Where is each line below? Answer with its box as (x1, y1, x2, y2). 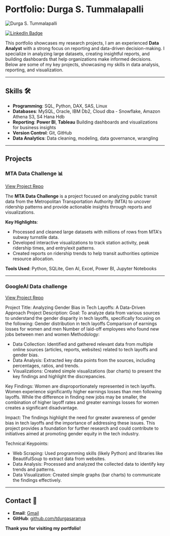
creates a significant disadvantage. (5, 404, 78, 410)
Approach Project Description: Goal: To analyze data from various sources (5, 310, 160, 316)
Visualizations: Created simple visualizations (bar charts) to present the (12, 368, 161, 374)
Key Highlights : (5, 219, 38, 225)
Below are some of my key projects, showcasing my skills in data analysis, (5, 61, 160, 67)
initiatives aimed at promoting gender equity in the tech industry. (5, 430, 140, 436)
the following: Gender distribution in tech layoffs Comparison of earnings (5, 320, 157, 326)
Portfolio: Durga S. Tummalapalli (5, 4, 144, 15)
